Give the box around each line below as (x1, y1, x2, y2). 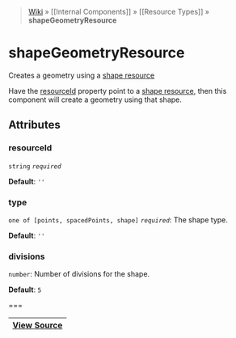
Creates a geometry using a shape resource (8, 70, 155, 80)
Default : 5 (8, 285, 42, 294)
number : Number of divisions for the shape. (8, 269, 150, 279)
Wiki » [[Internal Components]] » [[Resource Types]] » (27, 7, 210, 16)
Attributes (8, 118, 61, 132)
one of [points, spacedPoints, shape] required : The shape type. (8, 214, 229, 225)
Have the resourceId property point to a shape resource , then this (8, 86, 227, 95)
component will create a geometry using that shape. (8, 95, 182, 104)
